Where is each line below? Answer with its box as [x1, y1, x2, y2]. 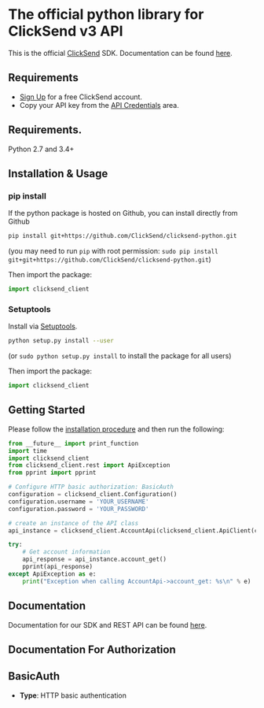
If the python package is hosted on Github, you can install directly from [8, 209, 238, 218]
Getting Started [8, 403, 86, 417]
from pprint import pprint [8, 469, 97, 477]
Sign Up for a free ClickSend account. [19, 92, 143, 102]
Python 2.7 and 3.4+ [8, 144, 75, 154]
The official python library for [8, 6, 204, 24]
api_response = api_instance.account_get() [22, 555, 167, 564]
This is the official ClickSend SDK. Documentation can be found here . [8, 48, 233, 57]
